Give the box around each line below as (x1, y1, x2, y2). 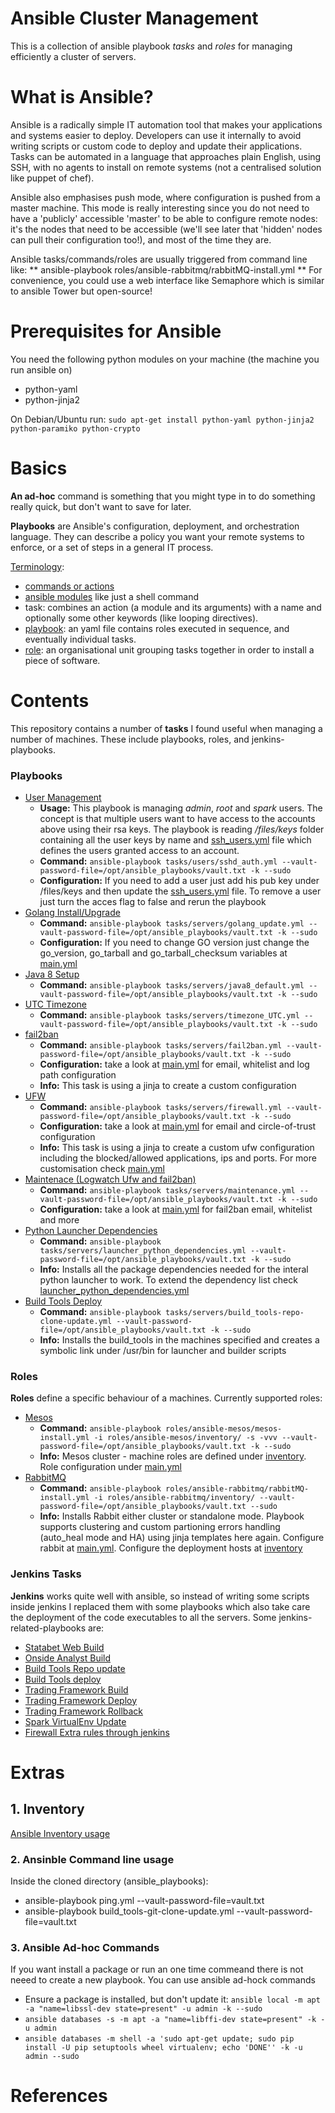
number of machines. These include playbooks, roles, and (10, 733, 250, 745)
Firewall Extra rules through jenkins (24, 1726, 170, 1738)
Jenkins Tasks (10, 1567, 82, 1581)
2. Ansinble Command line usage (10, 1852, 175, 1866)
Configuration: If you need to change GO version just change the (39, 936, 310, 948)
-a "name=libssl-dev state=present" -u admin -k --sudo (24, 2004, 263, 2014)
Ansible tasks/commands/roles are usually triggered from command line (10, 253, 308, 265)
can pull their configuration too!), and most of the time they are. (10, 233, 272, 246)
